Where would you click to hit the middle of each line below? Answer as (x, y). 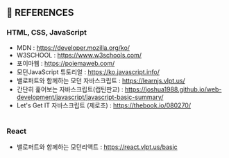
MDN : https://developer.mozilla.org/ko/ (73, 47)
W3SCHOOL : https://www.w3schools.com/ (79, 55)
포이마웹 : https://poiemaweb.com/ (66, 63)
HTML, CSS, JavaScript (47, 33)
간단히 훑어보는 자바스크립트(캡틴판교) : (70, 89)
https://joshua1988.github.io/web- (173, 89)
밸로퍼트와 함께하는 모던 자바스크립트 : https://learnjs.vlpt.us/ (101, 80)
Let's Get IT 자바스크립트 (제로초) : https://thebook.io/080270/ (104, 105)
